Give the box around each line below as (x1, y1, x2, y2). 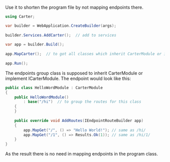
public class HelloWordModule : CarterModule (5, 85, 103, 90)
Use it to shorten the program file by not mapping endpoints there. (5, 5, 144, 10)
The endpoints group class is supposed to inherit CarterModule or (5, 70, 143, 76)
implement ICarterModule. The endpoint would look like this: (5, 75, 131, 82)
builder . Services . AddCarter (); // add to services (5, 32, 116, 37)
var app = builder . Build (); (5, 42, 65, 47)
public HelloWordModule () (14, 95, 69, 100)
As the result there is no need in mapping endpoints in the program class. (5, 151, 158, 157)
